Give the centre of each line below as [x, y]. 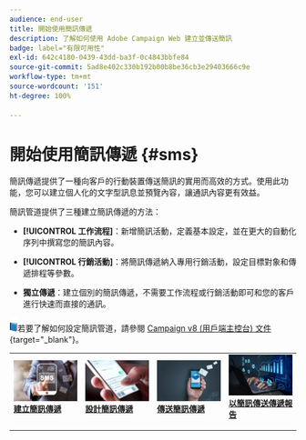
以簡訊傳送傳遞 [257, 404]
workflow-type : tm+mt [51, 77]
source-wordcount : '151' [56, 86]
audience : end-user [46, 19]
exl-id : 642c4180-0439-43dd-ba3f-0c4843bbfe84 [99, 58]
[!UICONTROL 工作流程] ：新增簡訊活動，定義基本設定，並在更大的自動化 [159, 231]
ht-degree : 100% [40, 95]
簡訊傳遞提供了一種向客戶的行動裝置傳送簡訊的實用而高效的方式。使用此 [145, 181]
